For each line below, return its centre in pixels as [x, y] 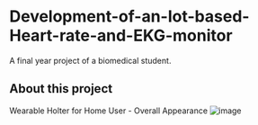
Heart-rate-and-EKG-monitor [121, 36]
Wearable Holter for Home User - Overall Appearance [109, 111]
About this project [61, 89]
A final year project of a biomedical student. [90, 60]
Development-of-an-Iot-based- [129, 17]
